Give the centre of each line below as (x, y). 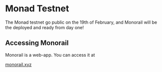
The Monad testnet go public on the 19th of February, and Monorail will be (81, 22)
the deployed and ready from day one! (45, 27)
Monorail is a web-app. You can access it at (50, 55)
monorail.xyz (18, 64)
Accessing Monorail (37, 43)
